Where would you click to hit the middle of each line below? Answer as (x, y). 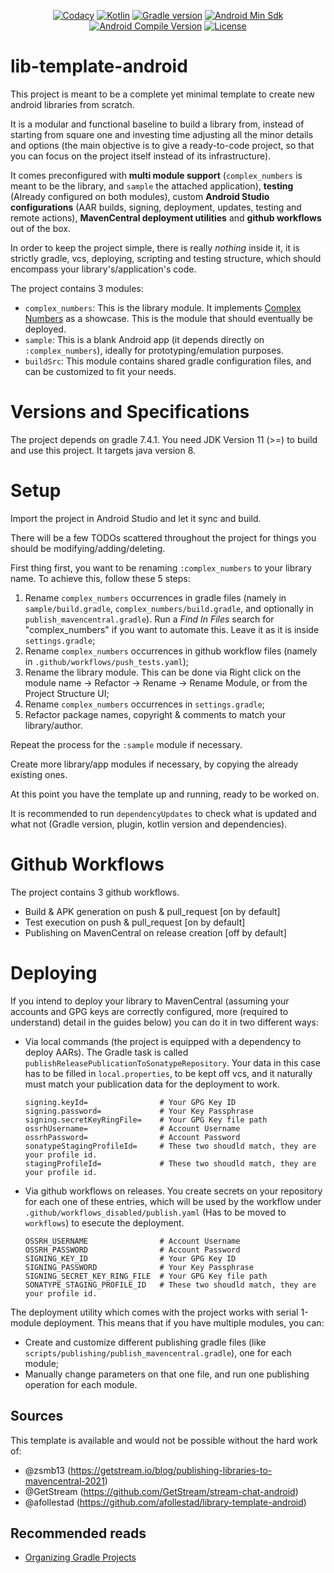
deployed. (45, 329)
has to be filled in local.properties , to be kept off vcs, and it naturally (168, 1073)
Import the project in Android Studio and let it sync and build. (136, 518)
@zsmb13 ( (48, 1470)
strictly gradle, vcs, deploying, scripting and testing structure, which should (166, 258)
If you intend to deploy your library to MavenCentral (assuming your (150, 1001)
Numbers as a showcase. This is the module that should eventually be (168, 318)
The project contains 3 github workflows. (95, 892)
